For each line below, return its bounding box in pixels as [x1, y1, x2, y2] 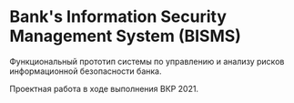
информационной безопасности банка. [9, 66, 162, 77]
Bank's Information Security [9, 6, 228, 27]
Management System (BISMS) [9, 26, 241, 46]
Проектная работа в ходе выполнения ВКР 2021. [9, 83, 198, 94]
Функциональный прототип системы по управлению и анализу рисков [9, 56, 285, 67]
